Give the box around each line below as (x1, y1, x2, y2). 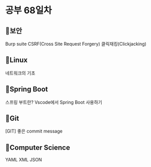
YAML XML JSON (5, 157, 42, 163)
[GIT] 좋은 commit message (5, 128, 63, 135)
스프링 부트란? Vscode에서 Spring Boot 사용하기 (5, 99, 103, 105)
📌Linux (5, 56, 28, 64)
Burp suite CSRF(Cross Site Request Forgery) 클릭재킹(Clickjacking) (5, 41, 146, 47)
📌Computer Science (5, 143, 70, 152)
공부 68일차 (5, 5, 52, 16)
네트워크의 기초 (5, 70, 36, 76)
